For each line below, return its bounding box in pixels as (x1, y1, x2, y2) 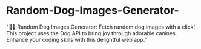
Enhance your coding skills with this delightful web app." (6, 36, 147, 43)
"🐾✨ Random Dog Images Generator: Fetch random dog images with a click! (6, 23, 196, 30)
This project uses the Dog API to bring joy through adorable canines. (6, 29, 177, 36)
